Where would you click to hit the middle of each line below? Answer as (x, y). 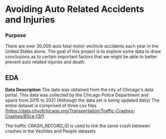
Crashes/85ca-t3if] (25, 116)
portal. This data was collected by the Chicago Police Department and (77, 95)
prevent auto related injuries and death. (45, 62)
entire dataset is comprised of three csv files (51, 106)
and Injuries (30, 20)
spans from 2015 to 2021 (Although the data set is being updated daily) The (83, 100)
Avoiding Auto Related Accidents (75, 9)
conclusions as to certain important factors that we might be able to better (81, 57)
